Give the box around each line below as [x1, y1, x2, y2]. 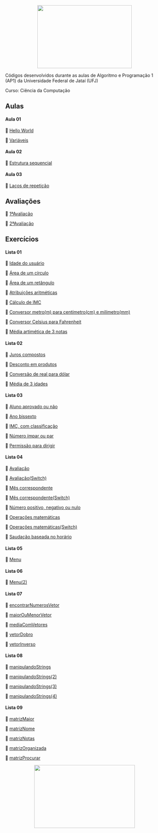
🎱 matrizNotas [5, 736, 35, 742]
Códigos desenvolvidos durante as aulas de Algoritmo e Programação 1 [5, 73, 153, 78]
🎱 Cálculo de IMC [5, 300, 41, 306]
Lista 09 [5, 704, 23, 710]
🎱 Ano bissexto [5, 413, 37, 419]
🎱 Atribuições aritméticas [5, 289, 58, 295]
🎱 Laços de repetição [5, 183, 49, 189]
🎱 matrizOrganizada [5, 745, 47, 751]
